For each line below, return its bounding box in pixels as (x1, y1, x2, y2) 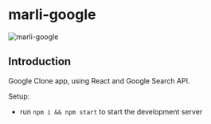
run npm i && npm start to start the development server (19, 107, 203, 116)
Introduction (8, 55, 72, 68)
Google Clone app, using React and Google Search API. (8, 76, 190, 85)
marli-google (8, 6, 96, 24)
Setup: (8, 91, 30, 101)
